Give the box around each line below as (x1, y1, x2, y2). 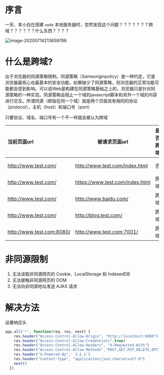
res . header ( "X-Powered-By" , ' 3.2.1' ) (14, 352, 91, 357)
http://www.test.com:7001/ (75, 228, 138, 235)
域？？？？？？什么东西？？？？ (5, 27, 69, 33)
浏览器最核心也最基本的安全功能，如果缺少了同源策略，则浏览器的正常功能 (5, 79, 155, 85)
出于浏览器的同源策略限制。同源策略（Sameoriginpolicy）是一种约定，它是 (5, 73, 156, 79)
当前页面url (7, 138, 34, 145)
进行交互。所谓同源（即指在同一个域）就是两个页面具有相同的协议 (5, 98, 138, 103)
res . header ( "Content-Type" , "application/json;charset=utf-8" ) (14, 356, 145, 361)
